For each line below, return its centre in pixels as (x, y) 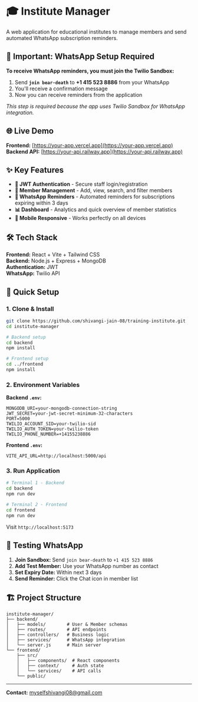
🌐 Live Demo (30, 131)
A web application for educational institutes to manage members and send (96, 32)
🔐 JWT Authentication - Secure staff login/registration (81, 184)
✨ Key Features (35, 170)
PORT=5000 (18, 419)
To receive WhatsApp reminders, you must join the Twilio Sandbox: (90, 71)
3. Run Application (33, 471)
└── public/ (31, 676)
